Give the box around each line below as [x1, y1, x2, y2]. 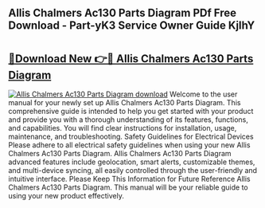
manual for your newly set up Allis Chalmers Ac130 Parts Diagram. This [8, 98, 241, 107]
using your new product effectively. [8, 191, 125, 200]
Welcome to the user [170, 89, 238, 99]
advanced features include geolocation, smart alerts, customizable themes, [8, 157, 255, 167]
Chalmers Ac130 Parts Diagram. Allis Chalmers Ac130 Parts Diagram [8, 149, 232, 158]
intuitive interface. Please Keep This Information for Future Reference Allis [8, 175, 251, 183]
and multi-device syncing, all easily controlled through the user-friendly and [8, 166, 257, 175]
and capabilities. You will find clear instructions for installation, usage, [8, 124, 237, 132]
